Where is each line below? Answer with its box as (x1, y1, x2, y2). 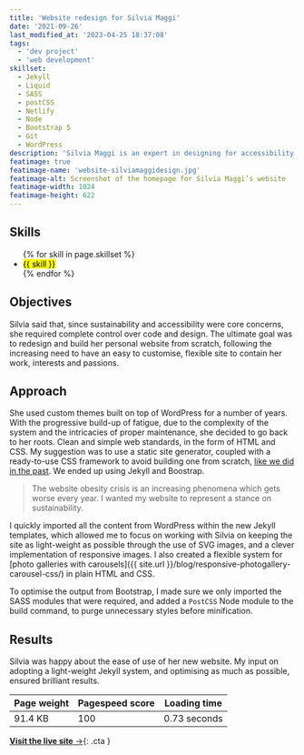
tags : (9, 38, 30, 48)
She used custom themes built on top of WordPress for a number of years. (9, 408, 288, 418)
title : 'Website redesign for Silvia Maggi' (9, 13, 181, 23)
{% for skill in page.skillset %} (22, 248, 135, 259)
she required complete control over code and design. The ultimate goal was (9, 328, 293, 339)
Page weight (14, 697, 70, 710)
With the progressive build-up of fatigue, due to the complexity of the (9, 418, 270, 428)
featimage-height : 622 (9, 191, 95, 200)
